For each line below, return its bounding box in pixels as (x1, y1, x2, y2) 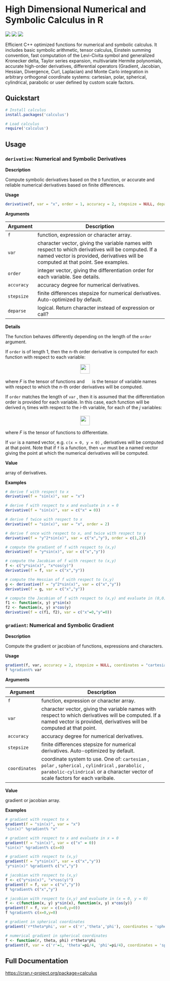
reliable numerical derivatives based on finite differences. (5, 181, 125, 188)
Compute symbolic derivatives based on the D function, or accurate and (5, 176, 155, 183)
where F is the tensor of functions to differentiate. (5, 429, 109, 435)
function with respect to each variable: (5, 354, 86, 360)
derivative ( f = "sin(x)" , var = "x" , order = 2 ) (5, 521, 110, 527)
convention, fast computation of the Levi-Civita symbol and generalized (5, 52, 155, 58)
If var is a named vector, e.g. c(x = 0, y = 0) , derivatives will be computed (5, 439, 164, 445)
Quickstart (5, 94, 40, 102)
